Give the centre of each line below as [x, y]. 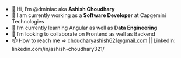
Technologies [28, 21]
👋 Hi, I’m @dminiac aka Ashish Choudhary [63, 9]
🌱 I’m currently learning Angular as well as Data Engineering [84, 28]
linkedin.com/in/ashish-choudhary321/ [58, 49]
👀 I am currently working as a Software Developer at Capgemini [89, 15]
